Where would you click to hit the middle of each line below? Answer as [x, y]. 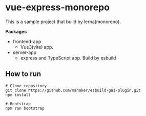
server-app [25, 52]
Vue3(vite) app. [37, 47]
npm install [18, 95]
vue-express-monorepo [58, 7]
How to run [23, 74]
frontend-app [27, 41]
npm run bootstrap [25, 108]
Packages [16, 31]
